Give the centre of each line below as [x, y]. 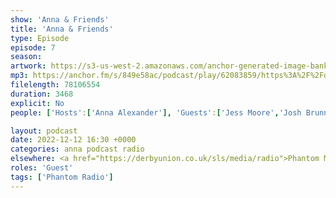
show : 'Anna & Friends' [60, 19]
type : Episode [40, 38]
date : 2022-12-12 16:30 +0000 [73, 140]
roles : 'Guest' [42, 168]
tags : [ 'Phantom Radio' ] [62, 177]
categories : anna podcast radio [77, 149]
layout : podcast [44, 131]
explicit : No [37, 103]
